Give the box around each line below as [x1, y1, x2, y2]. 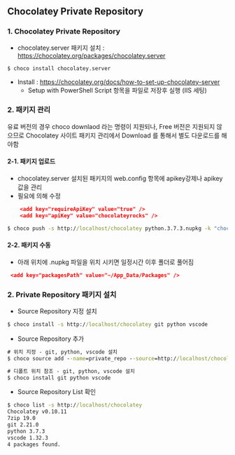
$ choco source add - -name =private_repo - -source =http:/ [7, 355, 177, 362]
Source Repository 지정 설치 [17, 307, 97, 315]
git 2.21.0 [7, 421, 39, 428]
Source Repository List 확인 [17, 388, 97, 396]
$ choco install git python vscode [7, 374, 111, 381]
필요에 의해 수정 [17, 192, 61, 201]
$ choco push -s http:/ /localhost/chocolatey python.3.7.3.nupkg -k [7, 224, 211, 232]
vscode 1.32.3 [7, 434, 49, 441]
